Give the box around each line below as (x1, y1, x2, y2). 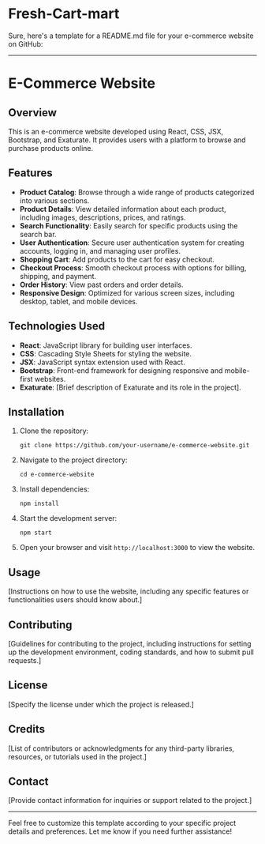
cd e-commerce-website (19, 471, 95, 479)
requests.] (8, 656, 42, 665)
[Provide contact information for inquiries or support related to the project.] (8, 796, 252, 805)
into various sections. (19, 195, 90, 205)
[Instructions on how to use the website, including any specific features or (8, 586, 249, 597)
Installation (8, 405, 65, 419)
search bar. (19, 229, 57, 239)
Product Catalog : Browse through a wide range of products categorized (19, 187, 255, 197)
